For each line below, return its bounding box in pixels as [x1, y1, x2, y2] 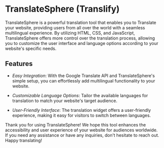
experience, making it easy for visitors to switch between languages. [12, 112, 151, 118]
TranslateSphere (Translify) [5, 3, 120, 15]
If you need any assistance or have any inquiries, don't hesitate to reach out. [5, 132, 160, 138]
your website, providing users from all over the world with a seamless [5, 24, 145, 30]
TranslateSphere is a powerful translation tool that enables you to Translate [5, 20, 157, 25]
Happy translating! [5, 137, 43, 143]
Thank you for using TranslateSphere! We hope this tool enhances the [5, 122, 146, 127]
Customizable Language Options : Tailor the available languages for [12, 92, 148, 98]
